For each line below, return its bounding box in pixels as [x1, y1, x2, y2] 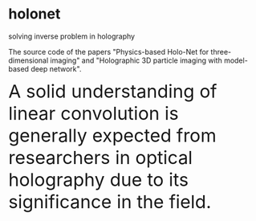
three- [210, 47, 231, 56]
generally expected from [8, 124, 217, 147]
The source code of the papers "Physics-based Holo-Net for [8, 47, 209, 56]
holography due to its [8, 168, 189, 191]
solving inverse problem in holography [8, 31, 135, 41]
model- [223, 55, 249, 65]
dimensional [8, 55, 49, 65]
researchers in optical [8, 145, 193, 169]
